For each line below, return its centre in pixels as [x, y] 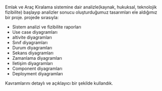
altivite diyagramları [32, 37]
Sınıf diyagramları [30, 43]
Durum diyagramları [32, 48]
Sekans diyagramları [33, 53]
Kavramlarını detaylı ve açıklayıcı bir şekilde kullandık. [59, 83]
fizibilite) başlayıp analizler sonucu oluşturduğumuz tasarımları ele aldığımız [81, 12]
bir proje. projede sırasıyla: [32, 17]
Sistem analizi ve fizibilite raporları [47, 27]
